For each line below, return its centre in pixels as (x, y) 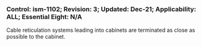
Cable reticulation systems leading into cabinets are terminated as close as (101, 30)
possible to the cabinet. (36, 37)
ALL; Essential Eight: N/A (44, 17)
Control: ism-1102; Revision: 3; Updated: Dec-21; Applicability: (101, 9)
